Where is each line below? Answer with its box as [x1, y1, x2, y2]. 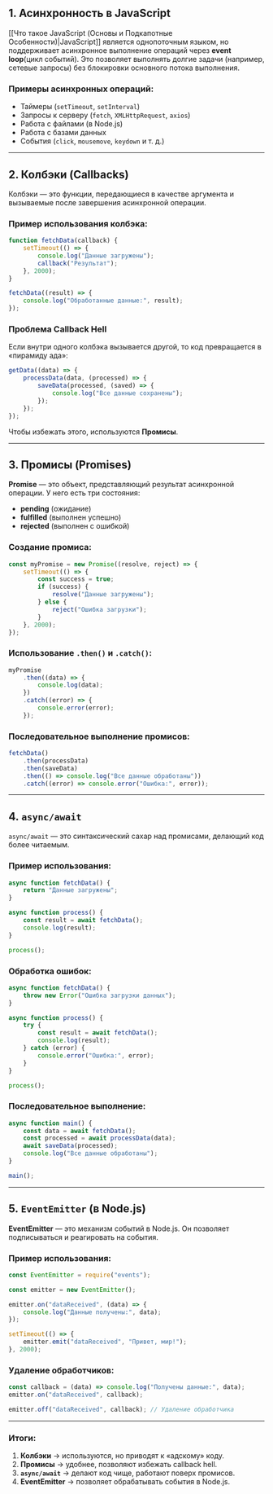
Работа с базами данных [19, 128, 107, 138]
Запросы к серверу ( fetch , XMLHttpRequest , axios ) [19, 110, 191, 121]
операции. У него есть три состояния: [8, 488, 141, 498]
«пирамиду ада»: [8, 350, 68, 361]
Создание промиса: [8, 542, 92, 553]
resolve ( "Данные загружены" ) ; [51, 591, 154, 599]
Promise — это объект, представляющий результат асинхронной [8, 480, 235, 490]
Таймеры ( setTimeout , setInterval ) [19, 102, 141, 112]
